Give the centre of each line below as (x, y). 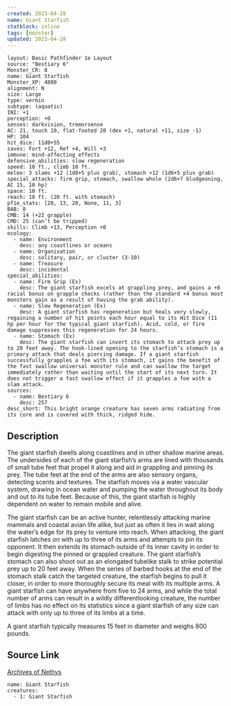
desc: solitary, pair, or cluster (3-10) (80, 258)
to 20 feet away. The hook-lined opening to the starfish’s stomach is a (115, 349)
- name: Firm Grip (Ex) (47, 282)
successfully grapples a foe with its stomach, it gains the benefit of (114, 361)
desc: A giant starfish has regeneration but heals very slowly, (115, 312)
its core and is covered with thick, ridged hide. (81, 415)
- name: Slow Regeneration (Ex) (60, 306)
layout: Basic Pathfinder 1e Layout (60, 58)
